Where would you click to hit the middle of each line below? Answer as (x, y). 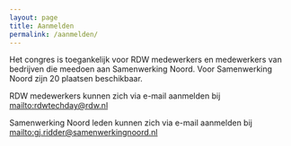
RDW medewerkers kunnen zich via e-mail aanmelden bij (115, 96)
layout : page (34, 17)
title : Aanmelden (42, 26)
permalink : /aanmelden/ (54, 34)
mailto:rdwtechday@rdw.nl (59, 106)
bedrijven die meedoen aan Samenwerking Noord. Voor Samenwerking (141, 69)
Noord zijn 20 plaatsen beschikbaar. (76, 79)
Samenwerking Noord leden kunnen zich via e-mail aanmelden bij (131, 123)
